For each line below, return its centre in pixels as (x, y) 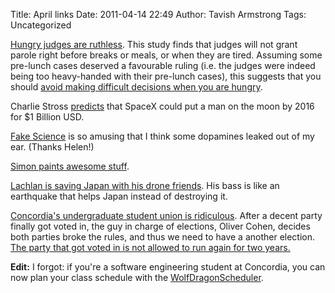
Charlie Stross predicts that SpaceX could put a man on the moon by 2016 (162, 106)
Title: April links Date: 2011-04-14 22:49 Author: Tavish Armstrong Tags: (158, 14)
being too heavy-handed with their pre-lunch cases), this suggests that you (166, 76)
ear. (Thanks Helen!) (52, 147)
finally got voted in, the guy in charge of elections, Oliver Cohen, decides (160, 226)
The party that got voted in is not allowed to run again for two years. (150, 247)
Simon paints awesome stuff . (70, 166)
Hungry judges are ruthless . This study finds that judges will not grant (154, 44)
